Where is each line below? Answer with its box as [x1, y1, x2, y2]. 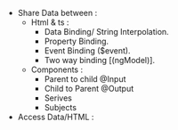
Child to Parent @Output [44, 84, 134, 93]
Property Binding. [44, 36, 109, 46]
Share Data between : [17, 8, 98, 18]
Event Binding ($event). [44, 45, 131, 56]
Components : [30, 64, 83, 75]
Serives [44, 93, 73, 103]
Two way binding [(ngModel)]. [44, 55, 156, 65]
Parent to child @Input [44, 74, 126, 84]
